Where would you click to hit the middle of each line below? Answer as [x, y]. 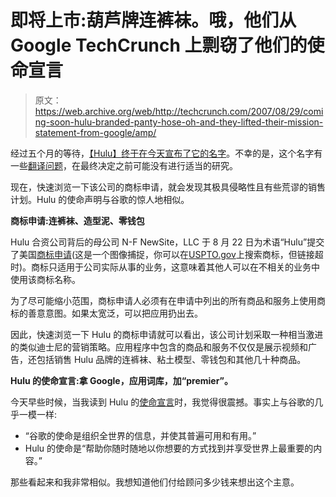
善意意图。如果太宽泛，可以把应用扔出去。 [115, 313]
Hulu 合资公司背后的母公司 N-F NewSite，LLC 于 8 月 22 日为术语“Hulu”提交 [167, 242]
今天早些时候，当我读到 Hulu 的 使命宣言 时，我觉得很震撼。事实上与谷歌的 [162, 402]
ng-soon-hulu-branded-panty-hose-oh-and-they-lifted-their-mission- [179, 122]
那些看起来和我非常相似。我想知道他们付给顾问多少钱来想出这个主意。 [155, 482]
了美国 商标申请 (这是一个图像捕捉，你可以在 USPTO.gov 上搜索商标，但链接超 [167, 254]
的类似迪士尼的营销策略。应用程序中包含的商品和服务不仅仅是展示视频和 [159, 347]
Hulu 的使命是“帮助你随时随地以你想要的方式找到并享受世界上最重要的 [169, 448]
